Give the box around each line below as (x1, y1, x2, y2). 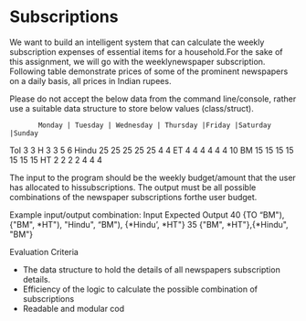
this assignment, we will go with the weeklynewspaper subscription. (9, 56, 266, 67)
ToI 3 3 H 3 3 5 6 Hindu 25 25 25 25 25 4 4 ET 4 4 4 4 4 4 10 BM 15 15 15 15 (9, 144, 294, 155)
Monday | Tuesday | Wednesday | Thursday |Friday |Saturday (37, 121, 272, 130)
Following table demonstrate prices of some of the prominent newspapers (9, 66, 289, 77)
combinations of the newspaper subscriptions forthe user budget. (9, 191, 258, 202)
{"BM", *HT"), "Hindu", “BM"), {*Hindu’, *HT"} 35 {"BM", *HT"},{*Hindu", (9, 219, 290, 230)
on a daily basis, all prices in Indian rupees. (9, 75, 172, 86)
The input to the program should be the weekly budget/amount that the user (9, 172, 297, 183)
